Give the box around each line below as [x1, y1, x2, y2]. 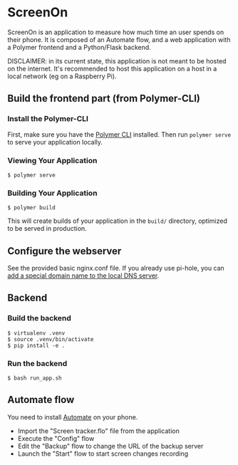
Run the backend [7, 358, 68, 368]
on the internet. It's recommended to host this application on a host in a [7, 64, 217, 73]
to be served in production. [7, 224, 87, 233]
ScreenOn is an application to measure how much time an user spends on [7, 28, 224, 36]
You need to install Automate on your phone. [7, 412, 138, 421]
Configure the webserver [7, 245, 122, 257]
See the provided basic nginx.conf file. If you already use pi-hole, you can [7, 264, 224, 273]
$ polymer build [7, 204, 56, 211]
